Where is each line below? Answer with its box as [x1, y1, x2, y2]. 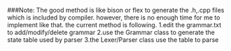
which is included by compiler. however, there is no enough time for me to [7, 13, 220, 22]
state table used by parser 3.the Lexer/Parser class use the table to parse [7, 36, 219, 44]
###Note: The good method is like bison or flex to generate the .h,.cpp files [7, 6, 225, 14]
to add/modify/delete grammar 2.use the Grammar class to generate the [7, 28, 215, 36]
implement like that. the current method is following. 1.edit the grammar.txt [7, 21, 222, 29]
